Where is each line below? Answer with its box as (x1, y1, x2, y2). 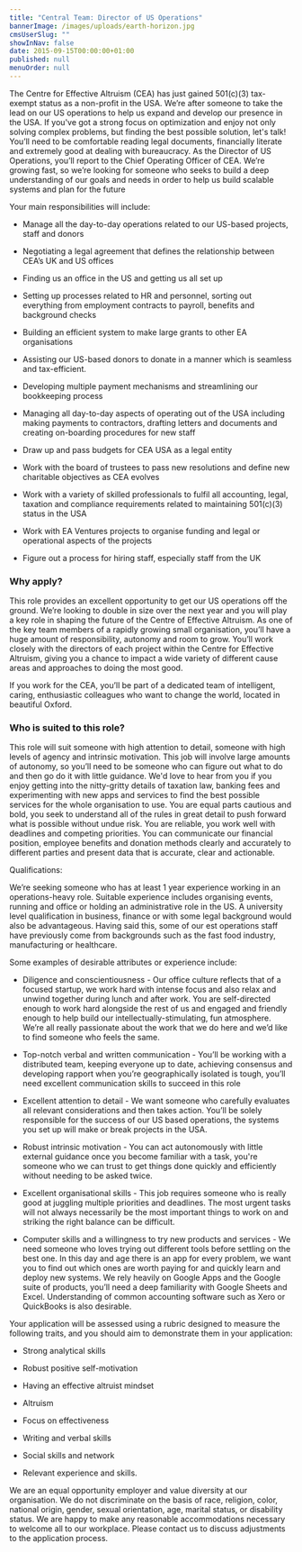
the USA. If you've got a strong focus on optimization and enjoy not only (9, 116, 277, 127)
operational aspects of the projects (22, 535, 153, 546)
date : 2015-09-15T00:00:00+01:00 (9, 47, 135, 56)
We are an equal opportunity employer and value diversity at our (9, 1485, 248, 1496)
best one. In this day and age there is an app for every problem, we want (22, 1253, 292, 1264)
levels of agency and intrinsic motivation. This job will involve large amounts (9, 751, 290, 762)
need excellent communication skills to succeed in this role (22, 1078, 241, 1089)
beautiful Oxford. (9, 699, 73, 710)
